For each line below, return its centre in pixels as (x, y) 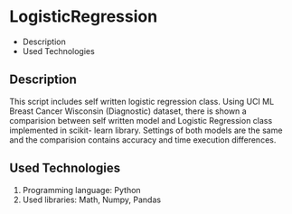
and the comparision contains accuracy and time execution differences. (143, 140)
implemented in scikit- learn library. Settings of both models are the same (146, 130)
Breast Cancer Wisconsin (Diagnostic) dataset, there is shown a (128, 111)
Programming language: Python (82, 190)
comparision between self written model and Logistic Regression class (141, 120)
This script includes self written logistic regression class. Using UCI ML (142, 101)
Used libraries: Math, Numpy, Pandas (91, 200)
